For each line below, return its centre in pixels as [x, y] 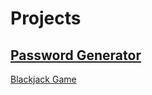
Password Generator [76, 55]
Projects [46, 18]
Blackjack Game [43, 79]
